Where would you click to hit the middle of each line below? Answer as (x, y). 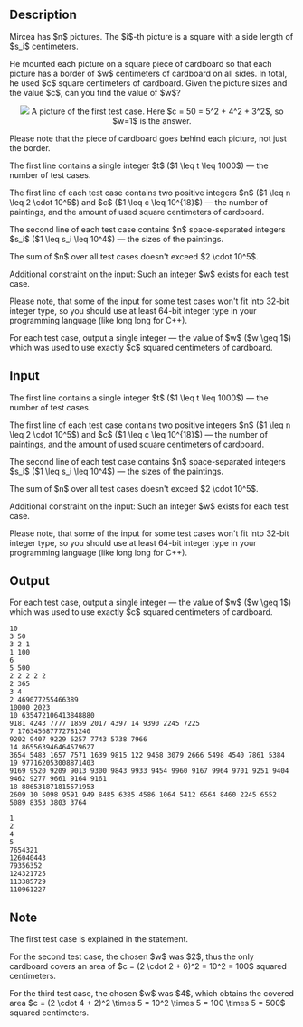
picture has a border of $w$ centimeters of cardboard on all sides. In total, (148, 73)
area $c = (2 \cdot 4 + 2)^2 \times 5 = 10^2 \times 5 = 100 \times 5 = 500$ (147, 1003)
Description (43, 15)
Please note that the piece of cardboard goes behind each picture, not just (148, 138)
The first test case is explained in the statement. (99, 939)
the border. (30, 147)
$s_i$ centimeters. (44, 46)
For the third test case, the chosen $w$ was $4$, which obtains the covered (151, 994)
